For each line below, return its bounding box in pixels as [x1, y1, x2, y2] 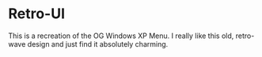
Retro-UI [8, 5, 66, 23]
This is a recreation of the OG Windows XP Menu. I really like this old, [8, 31, 234, 40]
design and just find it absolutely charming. [27, 39, 169, 48]
